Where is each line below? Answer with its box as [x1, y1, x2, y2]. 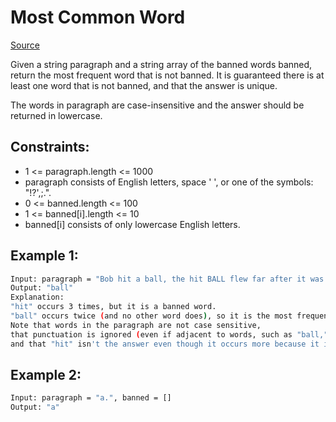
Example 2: [10, 366, 82, 383]
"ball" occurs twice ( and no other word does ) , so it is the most [10, 311, 293, 321]
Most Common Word [10, 6, 186, 29]
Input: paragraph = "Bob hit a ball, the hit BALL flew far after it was [10, 274, 325, 284]
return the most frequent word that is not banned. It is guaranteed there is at [10, 69, 325, 81]
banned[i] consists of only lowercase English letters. [24, 218, 241, 230]
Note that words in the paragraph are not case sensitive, [10, 320, 262, 330]
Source [10, 39, 40, 51]
